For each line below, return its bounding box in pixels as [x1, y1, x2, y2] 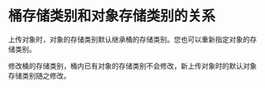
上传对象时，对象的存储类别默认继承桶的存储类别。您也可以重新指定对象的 [8, 35, 250, 44]
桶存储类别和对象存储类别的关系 [8, 7, 216, 25]
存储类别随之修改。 [8, 71, 71, 80]
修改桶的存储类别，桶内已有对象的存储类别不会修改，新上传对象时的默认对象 [8, 60, 257, 71]
